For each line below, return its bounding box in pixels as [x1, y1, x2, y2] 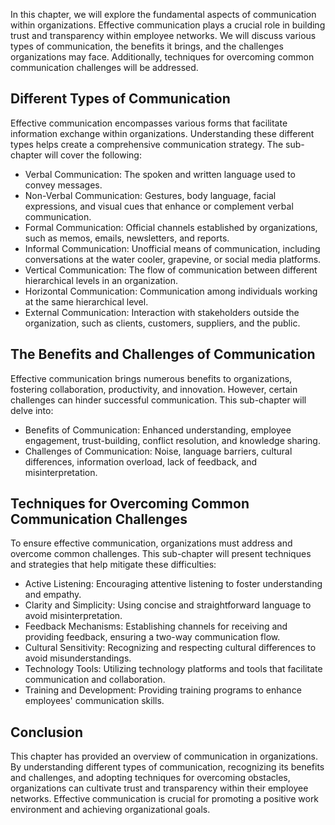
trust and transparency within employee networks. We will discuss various [10, 30, 317, 41]
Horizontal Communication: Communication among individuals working [24, 285, 318, 297]
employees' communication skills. [24, 695, 165, 707]
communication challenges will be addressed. [10, 62, 199, 73]
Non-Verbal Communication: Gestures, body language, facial [24, 189, 277, 201]
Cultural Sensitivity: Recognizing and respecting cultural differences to [24, 642, 317, 654]
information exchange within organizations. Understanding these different [10, 127, 315, 139]
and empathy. [24, 589, 82, 601]
